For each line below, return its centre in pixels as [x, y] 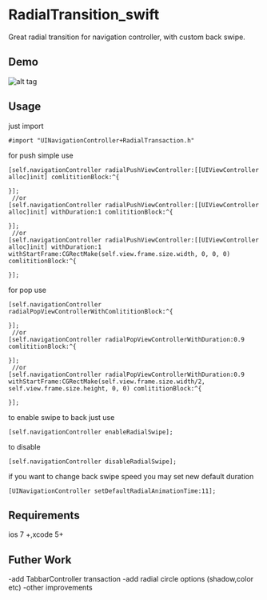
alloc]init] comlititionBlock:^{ [64, 177]
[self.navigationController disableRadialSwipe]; [93, 462]
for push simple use [41, 155]
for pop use [27, 290]
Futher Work [40, 560]
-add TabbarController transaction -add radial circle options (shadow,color [131, 579]
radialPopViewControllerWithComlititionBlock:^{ [91, 311]
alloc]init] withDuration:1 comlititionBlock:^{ [91, 212]
